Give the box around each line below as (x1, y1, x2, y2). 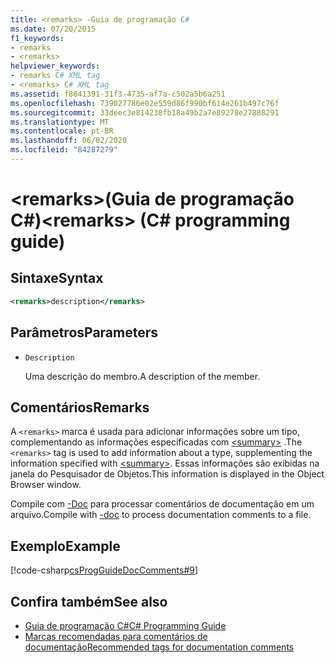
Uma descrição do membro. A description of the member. (24, 370, 261, 382)
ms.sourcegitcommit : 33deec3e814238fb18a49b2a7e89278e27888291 (10, 107, 280, 118)
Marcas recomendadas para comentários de (24, 631, 208, 642)
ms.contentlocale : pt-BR (10, 126, 114, 136)
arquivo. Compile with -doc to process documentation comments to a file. (10, 509, 312, 521)
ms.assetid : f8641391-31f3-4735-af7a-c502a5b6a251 (10, 89, 226, 99)
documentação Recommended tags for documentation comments (24, 641, 295, 653)
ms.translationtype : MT (10, 117, 110, 127)
